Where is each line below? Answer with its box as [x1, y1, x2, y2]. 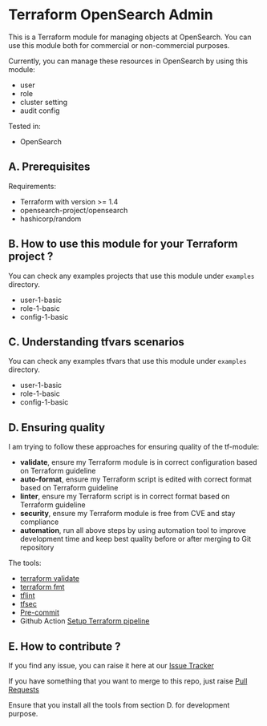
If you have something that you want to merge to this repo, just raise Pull [8, 676, 248, 686]
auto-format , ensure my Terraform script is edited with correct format [19, 474, 252, 484]
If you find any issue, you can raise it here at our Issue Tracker [8, 661, 215, 670]
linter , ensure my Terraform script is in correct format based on [19, 491, 230, 502]
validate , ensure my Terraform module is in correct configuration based [19, 458, 258, 467]
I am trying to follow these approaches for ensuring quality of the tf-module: [8, 442, 260, 452]
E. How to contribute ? [8, 639, 121, 653]
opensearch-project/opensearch [19, 205, 128, 215]
